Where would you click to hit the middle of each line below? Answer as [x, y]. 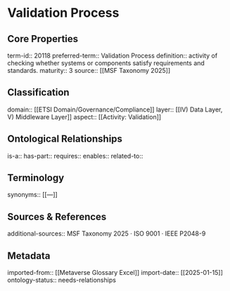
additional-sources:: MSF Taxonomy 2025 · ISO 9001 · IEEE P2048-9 [107, 234]
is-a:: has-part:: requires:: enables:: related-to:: [75, 156]
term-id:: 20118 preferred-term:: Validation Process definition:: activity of [113, 55]
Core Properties [43, 39]
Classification [38, 93]
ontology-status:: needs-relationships [62, 280]
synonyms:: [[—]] [32, 195]
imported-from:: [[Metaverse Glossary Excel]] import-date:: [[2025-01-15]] [115, 273]
